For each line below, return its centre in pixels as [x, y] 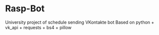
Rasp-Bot [25, 9]
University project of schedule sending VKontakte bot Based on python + [80, 22]
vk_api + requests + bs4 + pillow [38, 27]
